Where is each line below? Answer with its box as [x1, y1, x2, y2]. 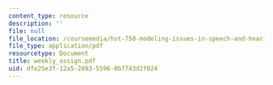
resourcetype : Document [8, 49, 89, 57]
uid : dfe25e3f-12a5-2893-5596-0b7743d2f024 [8, 65, 158, 73]
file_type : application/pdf [8, 42, 104, 50]
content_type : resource [8, 11, 89, 20]
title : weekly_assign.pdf [8, 57, 96, 66]
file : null [8, 27, 45, 35]
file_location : [8, 34, 60, 43]
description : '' [8, 19, 63, 28]
